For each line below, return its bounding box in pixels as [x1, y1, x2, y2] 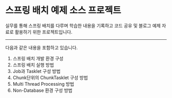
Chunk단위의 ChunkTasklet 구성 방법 [12, 75, 88, 81]
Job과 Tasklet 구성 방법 [12, 68, 61, 74]
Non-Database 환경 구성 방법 [12, 87, 73, 93]
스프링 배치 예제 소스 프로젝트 [5, 5, 121, 16]
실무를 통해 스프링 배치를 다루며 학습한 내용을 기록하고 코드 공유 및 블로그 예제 [5, 22, 161, 29]
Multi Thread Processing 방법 [12, 81, 74, 87]
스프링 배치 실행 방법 [12, 62, 54, 68]
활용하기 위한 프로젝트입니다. [14, 29, 73, 35]
